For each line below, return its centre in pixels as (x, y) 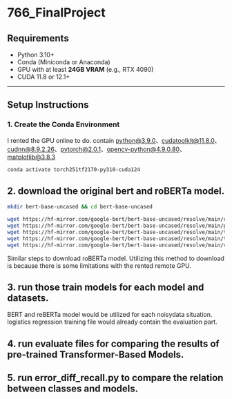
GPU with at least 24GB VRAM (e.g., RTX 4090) (85, 69)
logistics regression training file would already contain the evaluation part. (112, 322)
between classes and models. (73, 389)
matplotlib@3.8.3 (31, 157)
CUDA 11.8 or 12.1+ (43, 77)
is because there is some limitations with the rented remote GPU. (99, 265)
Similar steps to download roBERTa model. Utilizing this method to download (116, 258)
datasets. (28, 298)
